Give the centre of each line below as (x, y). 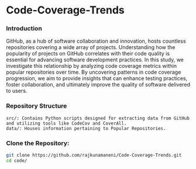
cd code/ (17, 161)
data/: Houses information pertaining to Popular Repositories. (86, 128)
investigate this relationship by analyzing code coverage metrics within (92, 66)
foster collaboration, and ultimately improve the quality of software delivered (98, 85)
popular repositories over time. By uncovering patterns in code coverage (94, 72)
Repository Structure (37, 106)
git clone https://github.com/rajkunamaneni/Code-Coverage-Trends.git (94, 156)
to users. (17, 91)
